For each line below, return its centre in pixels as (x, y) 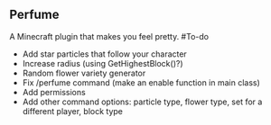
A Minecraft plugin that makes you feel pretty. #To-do (109, 36)
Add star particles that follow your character (104, 54)
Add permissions (54, 92)
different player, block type (73, 111)
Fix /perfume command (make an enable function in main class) (141, 82)
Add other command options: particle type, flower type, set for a (142, 102)
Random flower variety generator (84, 73)
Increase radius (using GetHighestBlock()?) (103, 63)
